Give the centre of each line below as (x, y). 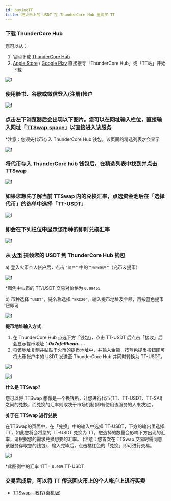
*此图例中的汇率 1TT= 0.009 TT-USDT (45, 466)
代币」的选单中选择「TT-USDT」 (46, 204)
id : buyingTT (19, 10)
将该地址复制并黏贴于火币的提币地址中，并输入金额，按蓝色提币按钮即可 (89, 350)
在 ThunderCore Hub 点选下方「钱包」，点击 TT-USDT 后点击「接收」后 (88, 337)
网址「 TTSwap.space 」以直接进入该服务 (61, 128)
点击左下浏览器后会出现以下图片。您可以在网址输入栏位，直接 (81, 120)
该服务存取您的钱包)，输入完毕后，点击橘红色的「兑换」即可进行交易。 (80, 445)
